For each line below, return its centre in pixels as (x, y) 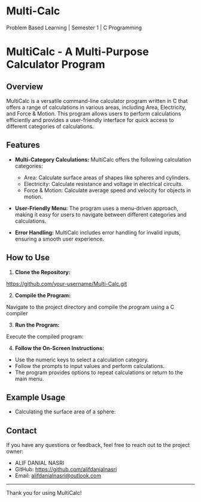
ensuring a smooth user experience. (60, 239)
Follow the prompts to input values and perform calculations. (90, 366)
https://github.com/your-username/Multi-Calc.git (67, 284)
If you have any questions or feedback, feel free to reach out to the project (98, 445)
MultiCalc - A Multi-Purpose (78, 52)
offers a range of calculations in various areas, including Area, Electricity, (96, 107)
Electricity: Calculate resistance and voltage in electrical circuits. (103, 184)
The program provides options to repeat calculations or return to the (99, 372)
